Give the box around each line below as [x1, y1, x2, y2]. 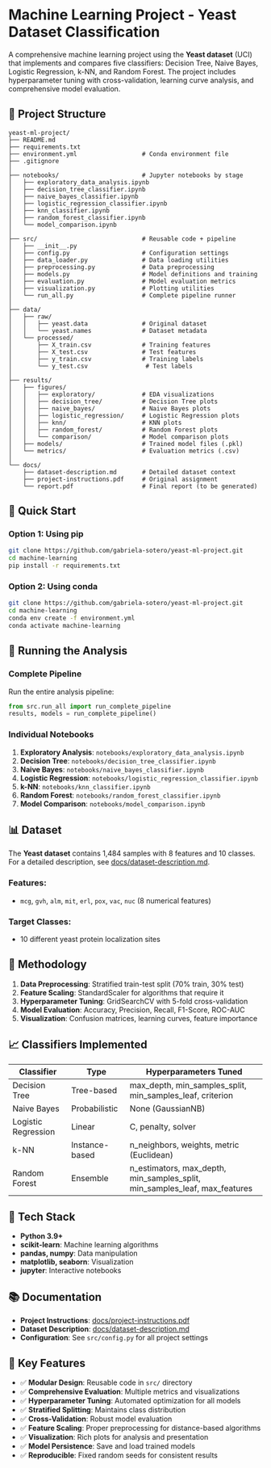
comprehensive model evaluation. [8, 83, 121, 94]
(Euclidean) [129, 1149, 173, 1160]
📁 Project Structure [8, 107, 106, 121]
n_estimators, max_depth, [129, 1162, 227, 1173]
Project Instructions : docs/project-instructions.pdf [19, 1315, 190, 1326]
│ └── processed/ [8, 334, 74, 342]
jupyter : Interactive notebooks [19, 1266, 122, 1276]
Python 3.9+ [19, 1231, 63, 1241]
